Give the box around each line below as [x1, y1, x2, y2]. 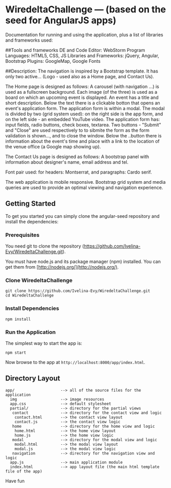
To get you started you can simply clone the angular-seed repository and [5, 213, 160, 219]
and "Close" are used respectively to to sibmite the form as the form [5, 127, 150, 133]
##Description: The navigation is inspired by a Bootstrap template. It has [5, 68, 158, 74]
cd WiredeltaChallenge [5, 293, 54, 298]
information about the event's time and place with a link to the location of [5, 138, 160, 144]
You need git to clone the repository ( [5, 243, 84, 249]
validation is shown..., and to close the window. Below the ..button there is [5, 132, 162, 138]
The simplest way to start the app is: [5, 340, 82, 346]
